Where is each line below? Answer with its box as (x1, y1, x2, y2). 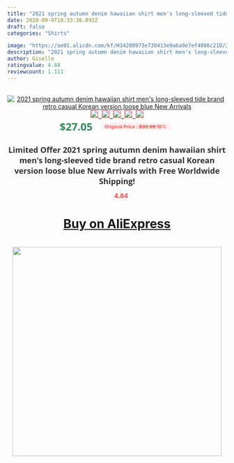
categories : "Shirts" (7, 29, 70, 37)
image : (7, 43, 26, 50)
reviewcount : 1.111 (7, 68, 64, 75)
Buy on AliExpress (63, 216, 171, 232)
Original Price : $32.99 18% (104, 123, 167, 130)
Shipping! (98, 175, 136, 187)
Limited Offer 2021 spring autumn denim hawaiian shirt (8, 144, 226, 155)
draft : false (7, 23, 45, 30)
